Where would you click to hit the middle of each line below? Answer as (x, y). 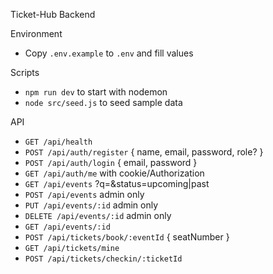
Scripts (25, 72)
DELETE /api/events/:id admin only (98, 215)
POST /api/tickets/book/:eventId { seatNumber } (127, 237)
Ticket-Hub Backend (53, 14)
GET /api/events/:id (67, 227)
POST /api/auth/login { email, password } (111, 162)
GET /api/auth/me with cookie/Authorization (114, 173)
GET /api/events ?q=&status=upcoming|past (117, 183)
